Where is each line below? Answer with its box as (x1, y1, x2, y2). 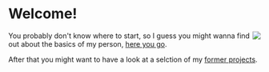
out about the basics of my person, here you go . (8, 39, 167, 48)
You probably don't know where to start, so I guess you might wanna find (8, 31, 251, 40)
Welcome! (8, 5, 78, 23)
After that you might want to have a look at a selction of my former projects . (8, 55, 258, 64)
